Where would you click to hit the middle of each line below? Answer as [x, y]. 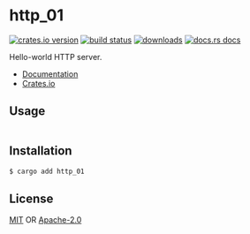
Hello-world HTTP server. [56, 57]
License [31, 198]
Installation [41, 151]
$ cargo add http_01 [47, 171]
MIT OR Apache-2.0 [45, 220]
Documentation [50, 74]
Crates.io [38, 83]
